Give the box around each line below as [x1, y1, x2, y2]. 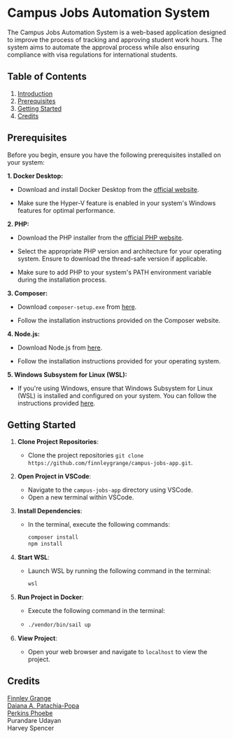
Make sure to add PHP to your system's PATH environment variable [17, 268, 212, 276]
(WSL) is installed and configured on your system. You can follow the [17, 391, 217, 400]
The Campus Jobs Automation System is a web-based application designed [7, 28, 226, 36]
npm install [27, 541, 63, 548]
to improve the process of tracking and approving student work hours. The [7, 35, 223, 43]
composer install [27, 534, 79, 541]
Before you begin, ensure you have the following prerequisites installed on [7, 151, 222, 159]
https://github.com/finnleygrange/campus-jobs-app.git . [27, 459, 193, 467]
